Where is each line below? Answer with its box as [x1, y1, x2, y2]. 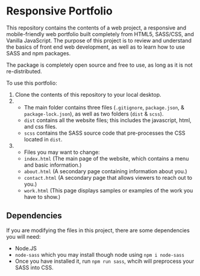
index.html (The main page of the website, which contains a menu [23, 155, 189, 162]
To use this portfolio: [6, 79, 57, 87]
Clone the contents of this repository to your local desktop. [14, 91, 161, 98]
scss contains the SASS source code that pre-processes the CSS [23, 129, 186, 136]
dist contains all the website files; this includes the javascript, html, [23, 116, 192, 124]
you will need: [6, 233, 41, 240]
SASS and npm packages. [6, 49, 71, 57]
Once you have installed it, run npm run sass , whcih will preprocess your [14, 257, 195, 265]
